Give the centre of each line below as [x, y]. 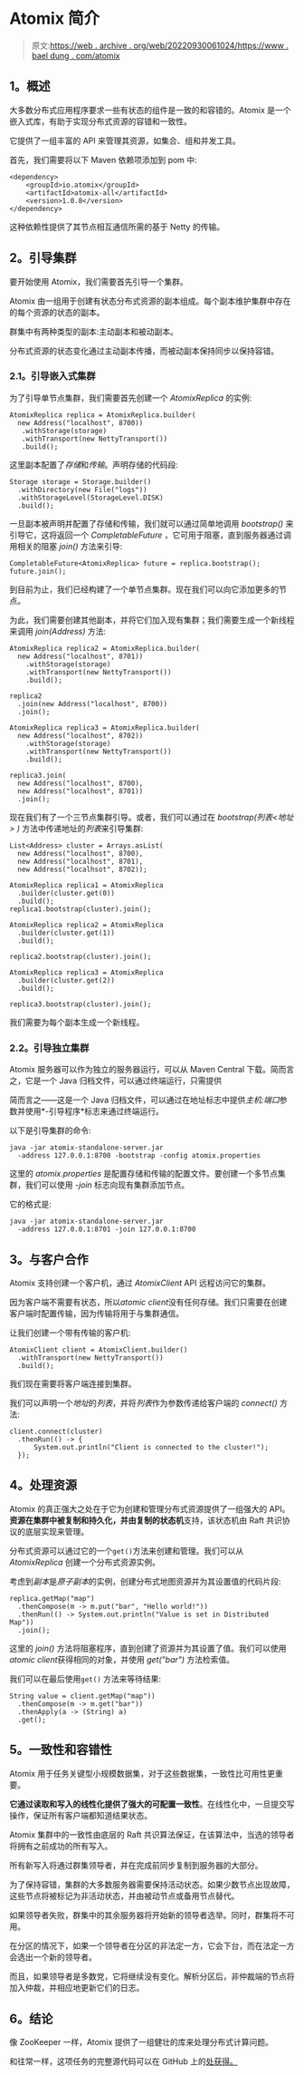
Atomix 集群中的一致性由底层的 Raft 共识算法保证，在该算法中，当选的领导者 [152, 1834]
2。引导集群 [43, 258]
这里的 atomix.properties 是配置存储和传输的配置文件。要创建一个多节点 [144, 1174]
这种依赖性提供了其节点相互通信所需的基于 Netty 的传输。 [117, 227]
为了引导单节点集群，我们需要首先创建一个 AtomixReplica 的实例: [131, 398]
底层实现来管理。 [57, 1531]
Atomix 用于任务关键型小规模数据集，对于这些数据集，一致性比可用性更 [142, 1773]
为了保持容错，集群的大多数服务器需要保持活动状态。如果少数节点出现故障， [152, 1884]
